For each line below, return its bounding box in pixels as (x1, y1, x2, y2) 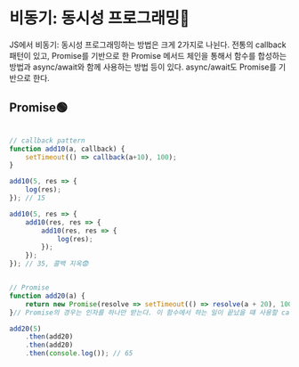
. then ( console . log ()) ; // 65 (25, 349, 133, 358)
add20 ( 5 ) (9, 324, 42, 333)
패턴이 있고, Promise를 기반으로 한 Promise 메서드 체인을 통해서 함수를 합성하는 (9, 50, 287, 61)
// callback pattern (9, 135, 86, 145)
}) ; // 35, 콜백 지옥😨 (9, 259, 89, 268)
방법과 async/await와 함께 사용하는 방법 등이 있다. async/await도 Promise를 (9, 61, 278, 72)
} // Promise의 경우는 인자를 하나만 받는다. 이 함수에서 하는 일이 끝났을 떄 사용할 (9, 308, 278, 317)
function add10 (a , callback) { (9, 144, 125, 153)
